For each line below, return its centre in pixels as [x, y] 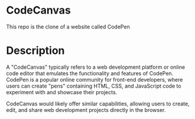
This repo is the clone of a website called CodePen [68, 27]
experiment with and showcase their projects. [62, 92]
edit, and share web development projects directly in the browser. [86, 110]
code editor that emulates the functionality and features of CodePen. [90, 73]
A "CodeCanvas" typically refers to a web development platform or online [95, 67]
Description [35, 51]
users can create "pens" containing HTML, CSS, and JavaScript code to [94, 86]
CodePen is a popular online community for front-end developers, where [95, 79]
